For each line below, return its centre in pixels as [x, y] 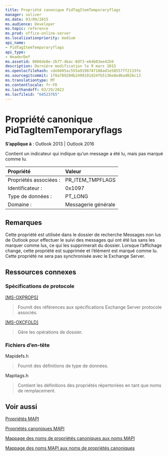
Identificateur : [25, 188]
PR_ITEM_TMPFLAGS [91, 180]
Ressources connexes [41, 272]
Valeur [73, 172]
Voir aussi [21, 407]
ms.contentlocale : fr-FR [31, 85]
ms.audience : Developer [30, 24]
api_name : [16, 43]
